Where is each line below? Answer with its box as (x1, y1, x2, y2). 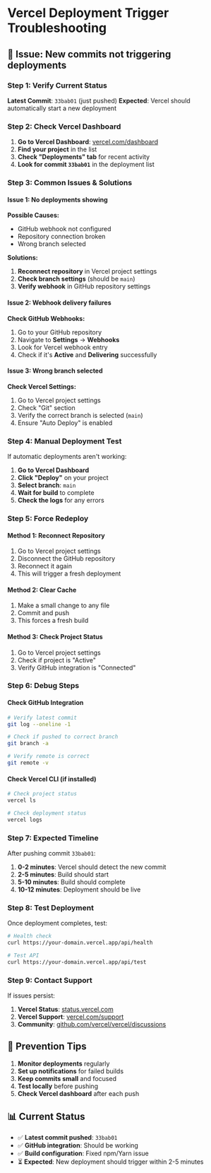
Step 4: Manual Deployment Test (7, 436, 122, 446)
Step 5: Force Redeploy (7, 513, 89, 523)
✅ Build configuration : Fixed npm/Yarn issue (17, 1149, 150, 1157)
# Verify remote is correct (7, 753, 90, 760)
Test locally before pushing (17, 1082, 99, 1090)
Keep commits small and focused (17, 1074, 116, 1082)
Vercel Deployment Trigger (7, 5, 169, 21)
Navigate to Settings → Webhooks (17, 335, 120, 344)
